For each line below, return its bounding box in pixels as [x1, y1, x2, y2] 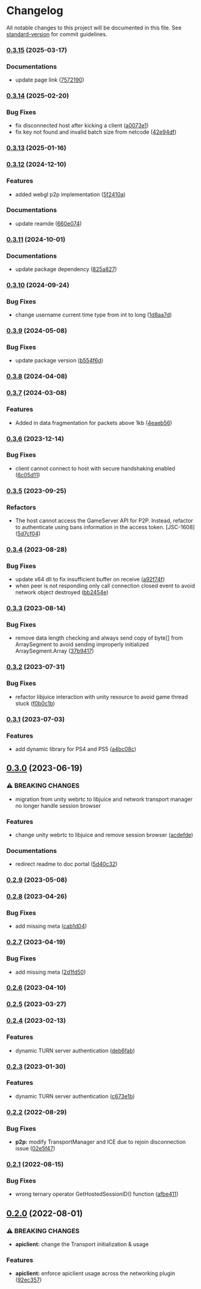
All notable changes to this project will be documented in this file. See [6, 24, 182, 31]
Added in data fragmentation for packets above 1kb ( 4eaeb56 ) [15, 419, 172, 426]
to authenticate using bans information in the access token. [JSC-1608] [15, 524, 196, 531]
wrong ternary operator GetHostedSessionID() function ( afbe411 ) [15, 1190, 179, 1198]
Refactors [6, 503, 37, 511]
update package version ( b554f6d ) [15, 357, 104, 364]
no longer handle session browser [15, 801, 101, 809]
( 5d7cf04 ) [15, 530, 41, 537]
